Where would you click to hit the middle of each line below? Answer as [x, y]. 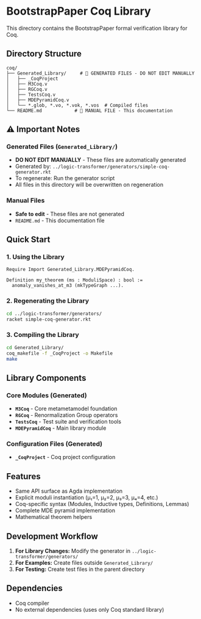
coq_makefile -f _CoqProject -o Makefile [60, 353]
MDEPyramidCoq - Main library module [61, 428]
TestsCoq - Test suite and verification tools [68, 422]
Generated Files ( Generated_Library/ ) [62, 147]
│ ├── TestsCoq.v [31, 95]
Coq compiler [32, 603]
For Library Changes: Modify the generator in [73, 551]
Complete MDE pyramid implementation [65, 510]
